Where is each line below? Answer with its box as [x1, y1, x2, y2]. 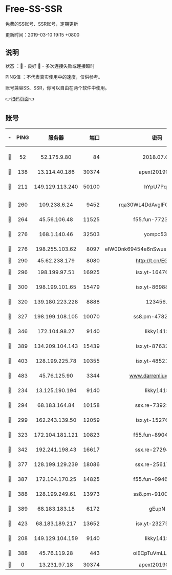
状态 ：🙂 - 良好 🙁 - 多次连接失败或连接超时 [5, 63, 95, 69]
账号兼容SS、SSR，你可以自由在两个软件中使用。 [5, 84, 110, 91]
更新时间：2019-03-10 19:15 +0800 [5, 31, 80, 38]
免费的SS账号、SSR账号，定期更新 [5, 21, 78, 27]
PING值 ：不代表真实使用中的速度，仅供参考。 [5, 74, 103, 80]
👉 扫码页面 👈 [5, 96, 35, 102]
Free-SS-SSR [5, 3, 62, 15]
